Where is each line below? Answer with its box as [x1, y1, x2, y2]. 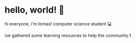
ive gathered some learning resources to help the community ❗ [4, 32, 131, 38]
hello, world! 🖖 [4, 4, 65, 16]
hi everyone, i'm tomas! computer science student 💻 [4, 21, 112, 26]
